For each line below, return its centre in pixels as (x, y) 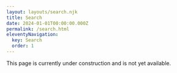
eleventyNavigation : (33, 35)
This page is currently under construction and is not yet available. (89, 63)
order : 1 (23, 46)
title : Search (24, 18)
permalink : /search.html (38, 29)
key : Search (27, 40)
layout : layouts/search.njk (42, 12)
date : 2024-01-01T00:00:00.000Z (47, 23)
